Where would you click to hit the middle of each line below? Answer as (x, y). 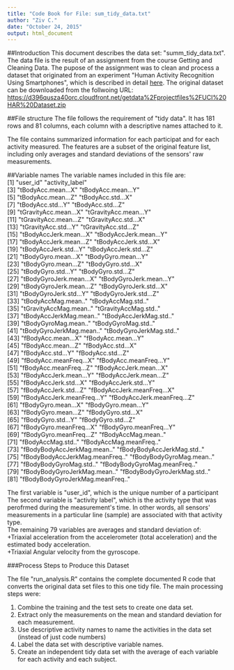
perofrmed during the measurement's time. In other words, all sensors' (109, 507)
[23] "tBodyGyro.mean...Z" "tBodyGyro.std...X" (75, 264)
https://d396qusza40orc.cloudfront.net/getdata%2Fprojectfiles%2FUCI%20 (117, 98)
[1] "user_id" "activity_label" (47, 183)
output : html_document (40, 33)
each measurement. (46, 623)
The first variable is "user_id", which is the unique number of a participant (113, 493)
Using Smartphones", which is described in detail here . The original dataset (116, 83)
